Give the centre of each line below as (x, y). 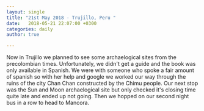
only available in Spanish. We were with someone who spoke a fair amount (100, 70)
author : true (23, 35)
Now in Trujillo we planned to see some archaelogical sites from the (92, 57)
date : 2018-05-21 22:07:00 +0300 (52, 23)
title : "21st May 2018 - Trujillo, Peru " (61, 18)
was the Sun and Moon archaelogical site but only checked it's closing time (101, 90)
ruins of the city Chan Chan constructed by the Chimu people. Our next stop (102, 84)
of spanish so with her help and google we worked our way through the (96, 77)
